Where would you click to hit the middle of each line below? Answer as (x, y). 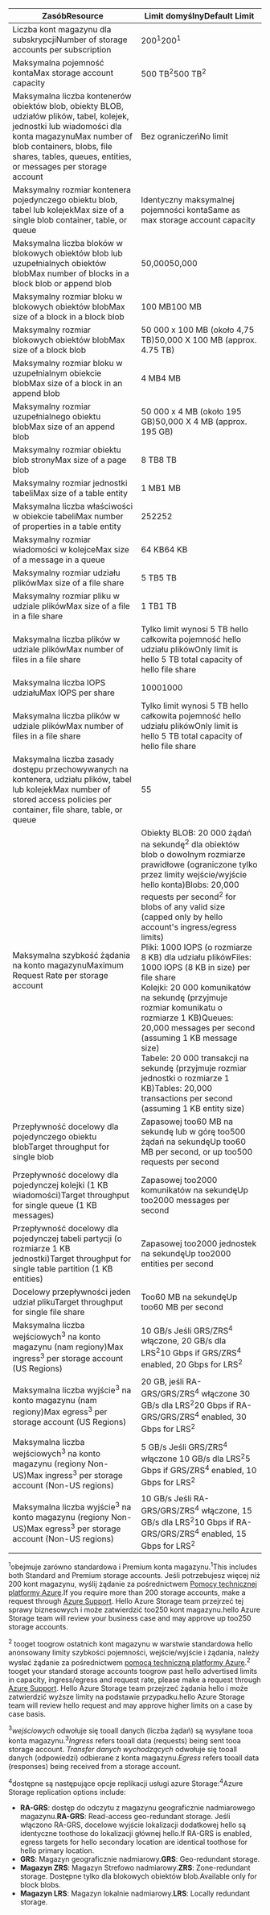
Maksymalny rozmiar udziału (66, 573)
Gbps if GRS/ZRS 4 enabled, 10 (198, 1470)
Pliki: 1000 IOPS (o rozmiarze (196, 947)
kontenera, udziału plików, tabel (72, 779)
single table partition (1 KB (63, 1268)
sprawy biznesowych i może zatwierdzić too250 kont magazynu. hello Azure (135, 1610)
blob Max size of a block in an (67, 383)
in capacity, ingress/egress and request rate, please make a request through (135, 1680)
